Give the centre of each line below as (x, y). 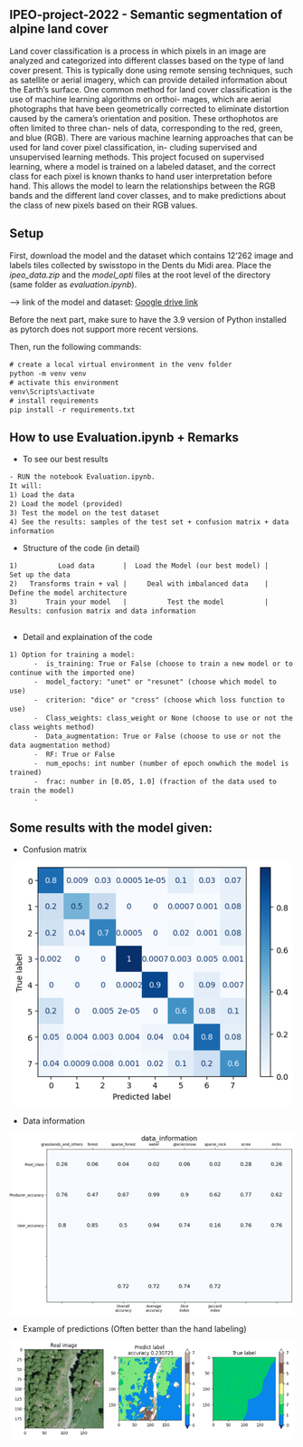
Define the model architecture (68, 593)
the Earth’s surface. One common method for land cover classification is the (151, 89)
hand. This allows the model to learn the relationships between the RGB (142, 186)
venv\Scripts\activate (52, 392)
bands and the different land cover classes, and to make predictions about (148, 195)
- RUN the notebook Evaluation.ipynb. (82, 477)
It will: (26, 486)
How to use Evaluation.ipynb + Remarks (124, 437)
